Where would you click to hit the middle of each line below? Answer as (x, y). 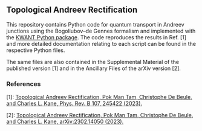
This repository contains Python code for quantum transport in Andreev (95, 24)
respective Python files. (36, 50)
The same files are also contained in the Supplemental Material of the (93, 62)
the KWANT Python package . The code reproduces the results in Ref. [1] (96, 37)
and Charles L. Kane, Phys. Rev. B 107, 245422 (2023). (74, 104)
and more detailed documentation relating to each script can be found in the (101, 43)
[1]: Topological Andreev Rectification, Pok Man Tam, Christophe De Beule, (99, 97)
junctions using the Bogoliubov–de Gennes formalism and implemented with (101, 31)
